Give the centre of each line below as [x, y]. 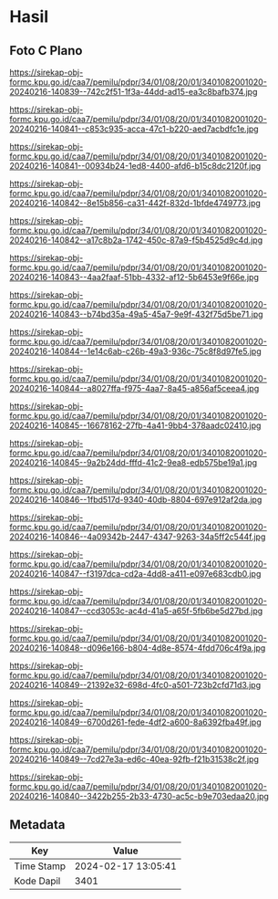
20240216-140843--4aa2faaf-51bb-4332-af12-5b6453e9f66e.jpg [134, 277]
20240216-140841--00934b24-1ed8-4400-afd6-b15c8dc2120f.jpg [135, 166]
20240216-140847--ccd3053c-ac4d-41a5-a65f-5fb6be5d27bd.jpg [136, 611]
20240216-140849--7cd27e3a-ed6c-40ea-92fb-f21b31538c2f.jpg [134, 759]
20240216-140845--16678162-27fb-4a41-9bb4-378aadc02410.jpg [135, 425]
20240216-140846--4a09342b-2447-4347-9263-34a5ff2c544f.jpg [138, 537]
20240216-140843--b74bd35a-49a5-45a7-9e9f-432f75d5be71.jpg [136, 314]
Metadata [37, 825]
